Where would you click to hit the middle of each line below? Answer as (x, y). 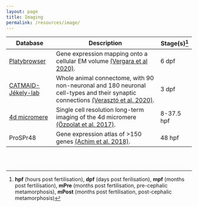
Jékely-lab (24, 93)
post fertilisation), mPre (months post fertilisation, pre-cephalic (91, 185)
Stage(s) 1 (175, 43)
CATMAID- (24, 85)
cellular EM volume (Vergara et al (102, 61)
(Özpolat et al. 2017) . (86, 124)
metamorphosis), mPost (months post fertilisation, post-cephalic (93, 192)
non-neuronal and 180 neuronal (101, 85)
